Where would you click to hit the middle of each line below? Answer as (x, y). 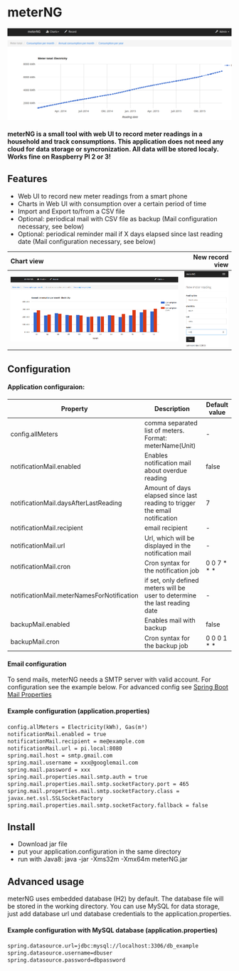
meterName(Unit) (170, 445)
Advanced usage (46, 882)
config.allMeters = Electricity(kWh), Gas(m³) (78, 727)
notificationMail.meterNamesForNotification (74, 595)
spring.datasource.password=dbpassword (67, 960)
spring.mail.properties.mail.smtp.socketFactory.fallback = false (108, 805)
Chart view (27, 261)
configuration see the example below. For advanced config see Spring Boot (118, 687)
